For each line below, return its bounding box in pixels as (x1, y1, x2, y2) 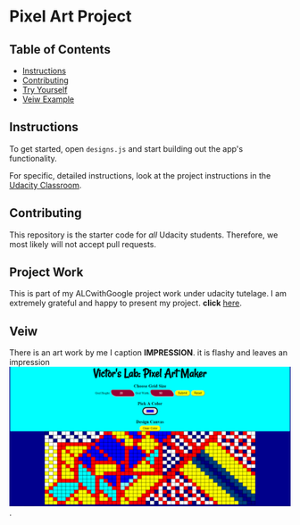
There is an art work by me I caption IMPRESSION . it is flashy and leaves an (9, 347, 288, 358)
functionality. (9, 153, 58, 163)
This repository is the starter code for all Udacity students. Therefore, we (9, 229, 279, 240)
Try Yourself (21, 85, 68, 95)
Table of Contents (9, 42, 112, 57)
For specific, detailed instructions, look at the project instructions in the (9, 170, 271, 180)
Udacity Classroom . (9, 179, 82, 190)
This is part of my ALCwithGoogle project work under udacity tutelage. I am (9, 288, 287, 299)
